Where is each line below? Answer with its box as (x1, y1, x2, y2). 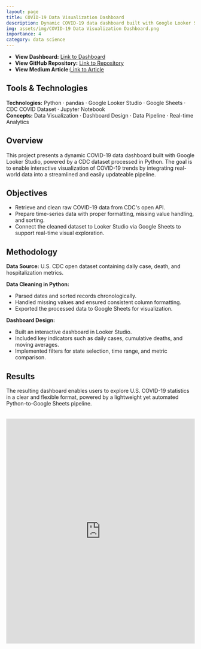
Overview (6, 136, 44, 146)
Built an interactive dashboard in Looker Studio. (14, 328, 132, 336)
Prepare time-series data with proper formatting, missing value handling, (14, 211, 194, 218)
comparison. (14, 354, 46, 361)
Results (6, 371, 35, 381)
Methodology (6, 247, 58, 257)
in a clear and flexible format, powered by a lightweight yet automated (6, 393, 179, 401)
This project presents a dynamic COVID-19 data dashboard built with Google (6, 151, 195, 159)
